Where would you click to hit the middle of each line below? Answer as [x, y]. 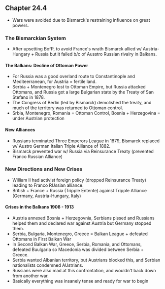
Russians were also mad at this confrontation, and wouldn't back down [84, 271]
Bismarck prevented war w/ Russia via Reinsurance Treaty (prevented [83, 151]
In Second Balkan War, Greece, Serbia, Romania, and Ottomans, [77, 245]
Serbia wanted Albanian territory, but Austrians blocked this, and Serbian [86, 260]
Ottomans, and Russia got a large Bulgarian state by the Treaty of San [83, 92]
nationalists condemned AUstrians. [48, 265]
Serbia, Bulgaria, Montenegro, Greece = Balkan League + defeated [80, 234]
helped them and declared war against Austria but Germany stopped [82, 223]
